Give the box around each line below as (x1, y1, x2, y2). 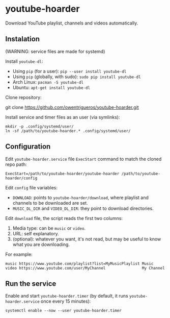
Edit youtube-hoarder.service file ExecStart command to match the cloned (5, 156, 162, 162)
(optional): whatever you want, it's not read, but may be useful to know (12, 236, 161, 242)
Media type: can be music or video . (12, 225, 86, 231)
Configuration (5, 142, 51, 151)
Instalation (5, 35, 40, 43)
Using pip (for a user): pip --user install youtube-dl (12, 68, 127, 74)
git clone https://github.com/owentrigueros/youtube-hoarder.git (5, 104, 139, 110)
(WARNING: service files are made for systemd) (5, 48, 105, 54)
